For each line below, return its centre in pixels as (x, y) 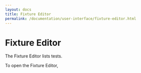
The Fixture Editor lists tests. (34, 56)
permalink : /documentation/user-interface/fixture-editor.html (71, 18)
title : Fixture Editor (28, 14)
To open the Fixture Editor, (32, 66)
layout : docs (18, 9)
